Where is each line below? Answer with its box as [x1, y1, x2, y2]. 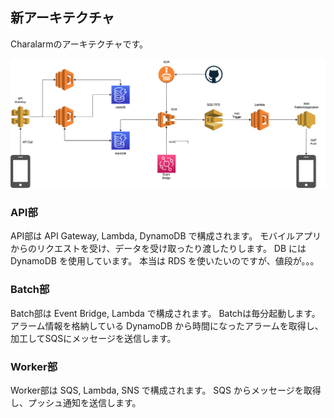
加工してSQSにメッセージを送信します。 [10, 332, 177, 344]
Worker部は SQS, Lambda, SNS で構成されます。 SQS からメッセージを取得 [10, 384, 322, 396]
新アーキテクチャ [10, 9, 115, 27]
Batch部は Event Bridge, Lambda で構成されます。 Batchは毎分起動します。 [10, 307, 321, 319]
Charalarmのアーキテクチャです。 [10, 38, 149, 50]
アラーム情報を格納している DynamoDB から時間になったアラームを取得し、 [10, 319, 324, 332]
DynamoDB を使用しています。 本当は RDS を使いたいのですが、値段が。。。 [10, 255, 320, 267]
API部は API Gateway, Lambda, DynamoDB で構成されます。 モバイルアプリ [10, 230, 322, 242]
